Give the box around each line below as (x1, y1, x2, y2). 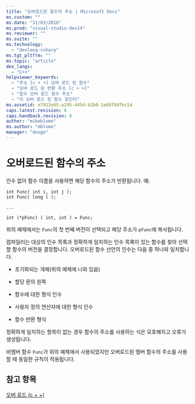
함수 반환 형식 (14, 316, 46, 323)
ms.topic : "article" (6, 58, 57, 64)
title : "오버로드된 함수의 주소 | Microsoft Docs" (6, 8, 120, 15)
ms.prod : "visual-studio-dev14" (6, 25, 85, 31)
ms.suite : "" (6, 36, 38, 42)
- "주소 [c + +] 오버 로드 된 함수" (11, 80, 90, 86)
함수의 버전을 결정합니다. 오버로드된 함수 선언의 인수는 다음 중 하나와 (12, 245, 169, 252)
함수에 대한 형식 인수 (14, 290, 62, 298)
